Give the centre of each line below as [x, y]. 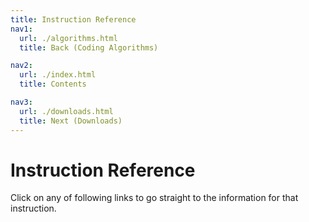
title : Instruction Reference [73, 19]
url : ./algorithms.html [68, 38]
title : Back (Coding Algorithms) [89, 47]
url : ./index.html [58, 75]
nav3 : [21, 102]
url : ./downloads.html [66, 111]
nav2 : [21, 66]
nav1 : [21, 29]
